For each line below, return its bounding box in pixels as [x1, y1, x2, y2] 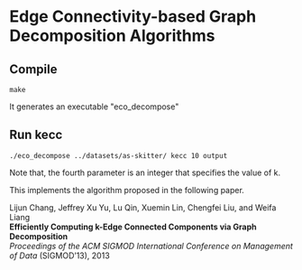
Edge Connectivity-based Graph [9, 6, 257, 27]
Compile [9, 61, 58, 77]
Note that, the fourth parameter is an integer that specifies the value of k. [9, 167, 281, 178]
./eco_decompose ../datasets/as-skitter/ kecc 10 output [9, 151, 228, 160]
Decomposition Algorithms [9, 25, 215, 46]
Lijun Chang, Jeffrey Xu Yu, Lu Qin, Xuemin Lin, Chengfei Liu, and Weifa [9, 201, 277, 213]
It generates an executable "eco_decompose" [9, 101, 179, 112]
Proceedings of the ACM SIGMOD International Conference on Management [9, 240, 293, 251]
